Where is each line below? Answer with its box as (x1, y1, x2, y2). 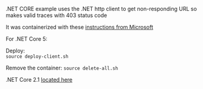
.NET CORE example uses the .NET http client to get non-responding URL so (5, 5, 197, 12)
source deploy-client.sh (5, 54, 69, 60)
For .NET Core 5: (5, 35, 48, 42)
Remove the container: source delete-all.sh (5, 64, 119, 71)
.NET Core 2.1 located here (5, 76, 73, 83)
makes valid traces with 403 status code (5, 12, 108, 19)
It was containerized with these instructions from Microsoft (5, 24, 153, 30)
